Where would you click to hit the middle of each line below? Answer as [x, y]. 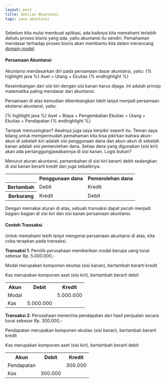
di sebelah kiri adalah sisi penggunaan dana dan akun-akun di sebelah [88, 141]
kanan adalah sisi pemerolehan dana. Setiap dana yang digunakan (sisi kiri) [82, 146]
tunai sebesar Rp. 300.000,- [34, 321]
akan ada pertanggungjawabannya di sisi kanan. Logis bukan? [68, 151]
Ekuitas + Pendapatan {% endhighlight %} [48, 121]
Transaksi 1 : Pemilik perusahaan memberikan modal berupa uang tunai [77, 251]
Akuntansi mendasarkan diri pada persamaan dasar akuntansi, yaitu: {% [79, 71]
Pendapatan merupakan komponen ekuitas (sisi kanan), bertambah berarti [81, 330]
